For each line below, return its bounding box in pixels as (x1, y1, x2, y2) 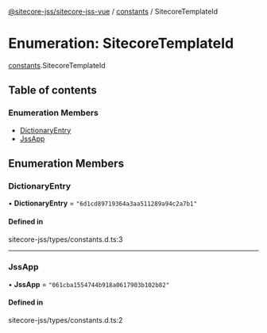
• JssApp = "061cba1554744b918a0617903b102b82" (8, 279, 170, 289)
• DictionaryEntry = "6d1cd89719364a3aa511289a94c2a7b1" (8, 198, 197, 209)
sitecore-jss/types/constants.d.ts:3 (8, 234, 123, 244)
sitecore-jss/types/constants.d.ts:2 (8, 316, 123, 325)
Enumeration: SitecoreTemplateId (8, 35, 234, 52)
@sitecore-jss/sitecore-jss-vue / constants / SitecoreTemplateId (8, 7, 219, 16)
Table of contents (8, 83, 97, 98)
